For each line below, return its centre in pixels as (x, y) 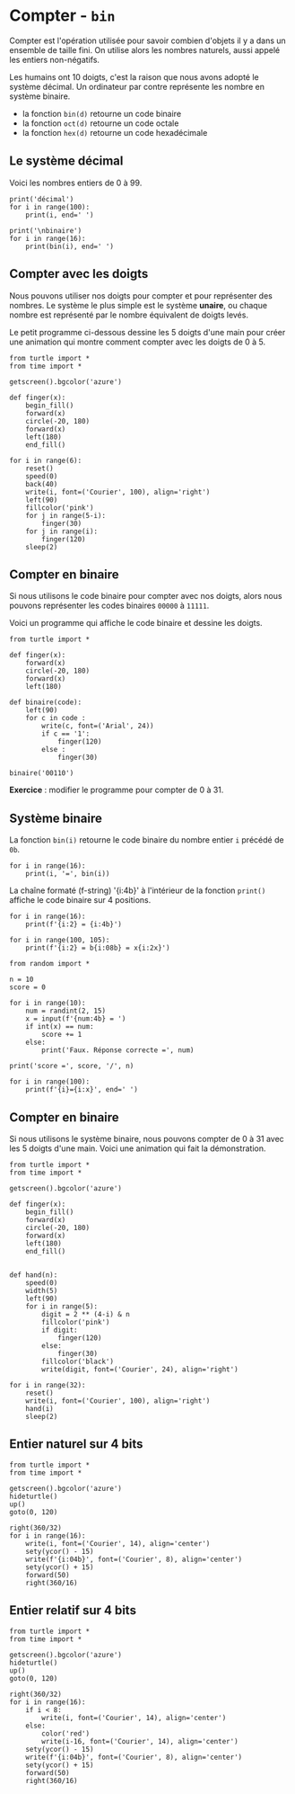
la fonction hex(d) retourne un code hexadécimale (115, 132)
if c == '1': (66, 734)
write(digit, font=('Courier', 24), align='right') (140, 1370)
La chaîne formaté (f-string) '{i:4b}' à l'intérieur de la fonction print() (138, 890)
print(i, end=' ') (60, 215)
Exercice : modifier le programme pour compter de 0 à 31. (117, 790)
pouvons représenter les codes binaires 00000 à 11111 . (109, 606)
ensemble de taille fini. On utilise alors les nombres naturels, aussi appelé (145, 49)
